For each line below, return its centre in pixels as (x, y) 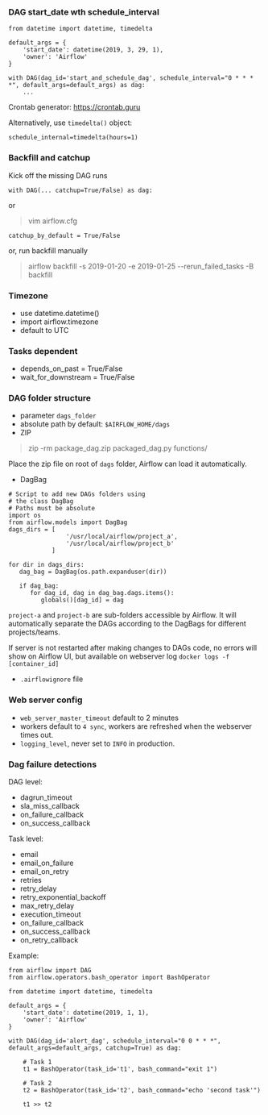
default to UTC (44, 330)
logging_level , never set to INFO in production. (97, 743)
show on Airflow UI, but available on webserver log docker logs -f (119, 656)
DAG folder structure (49, 398)
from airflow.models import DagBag (68, 522)
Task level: (26, 839)
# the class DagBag (41, 501)
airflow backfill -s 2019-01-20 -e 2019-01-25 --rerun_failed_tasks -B (141, 266)
